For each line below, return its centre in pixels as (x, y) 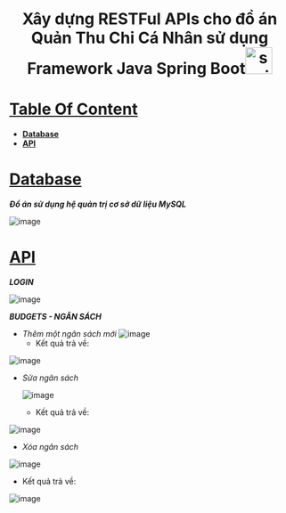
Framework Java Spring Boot (136, 69)
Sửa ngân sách (50, 378)
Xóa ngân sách (50, 447)
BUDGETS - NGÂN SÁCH (56, 317)
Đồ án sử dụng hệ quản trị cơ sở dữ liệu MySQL (98, 204)
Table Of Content (74, 109)
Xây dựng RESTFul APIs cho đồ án (150, 19)
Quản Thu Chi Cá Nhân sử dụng (150, 38)
